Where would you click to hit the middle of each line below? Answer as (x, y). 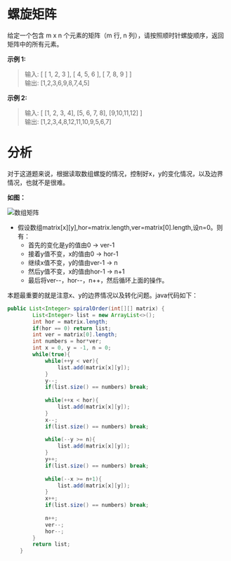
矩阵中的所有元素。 (35, 44)
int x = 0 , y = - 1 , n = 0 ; (72, 348)
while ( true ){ (52, 355)
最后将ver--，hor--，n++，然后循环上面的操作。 (98, 280)
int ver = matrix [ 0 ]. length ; (75, 335)
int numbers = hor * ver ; (67, 341)
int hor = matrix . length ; (71, 321)
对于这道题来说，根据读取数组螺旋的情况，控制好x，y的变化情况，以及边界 (115, 173)
